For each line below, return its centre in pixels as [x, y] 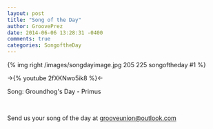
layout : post [26, 13]
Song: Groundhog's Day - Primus [54, 91]
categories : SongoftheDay [44, 45]
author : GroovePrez [35, 26]
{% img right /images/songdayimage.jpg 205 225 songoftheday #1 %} [107, 65]
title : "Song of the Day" [44, 20]
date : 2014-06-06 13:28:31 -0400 [55, 33]
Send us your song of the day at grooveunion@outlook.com [92, 118]
